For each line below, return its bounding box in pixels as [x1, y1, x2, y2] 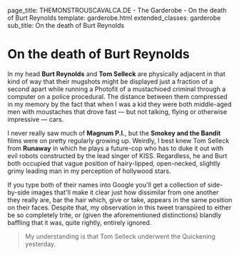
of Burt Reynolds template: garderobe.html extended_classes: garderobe [7, 14, 221, 22]
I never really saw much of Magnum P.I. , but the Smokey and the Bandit [7, 128, 221, 137]
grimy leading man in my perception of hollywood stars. [7, 167, 171, 175]
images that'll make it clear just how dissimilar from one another [31, 188, 219, 197]
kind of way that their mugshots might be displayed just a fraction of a [7, 77, 213, 85]
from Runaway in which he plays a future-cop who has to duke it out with [7, 144, 223, 152]
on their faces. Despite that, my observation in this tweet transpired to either [7, 203, 232, 212]
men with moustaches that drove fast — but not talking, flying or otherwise [7, 107, 228, 116]
